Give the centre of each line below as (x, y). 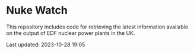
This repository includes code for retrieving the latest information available (97, 27)
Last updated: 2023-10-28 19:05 (46, 45)
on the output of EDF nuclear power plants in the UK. (71, 33)
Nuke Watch (37, 10)
